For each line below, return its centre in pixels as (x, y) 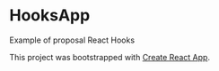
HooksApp (50, 16)
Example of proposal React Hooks (72, 40)
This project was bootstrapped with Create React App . (110, 57)
